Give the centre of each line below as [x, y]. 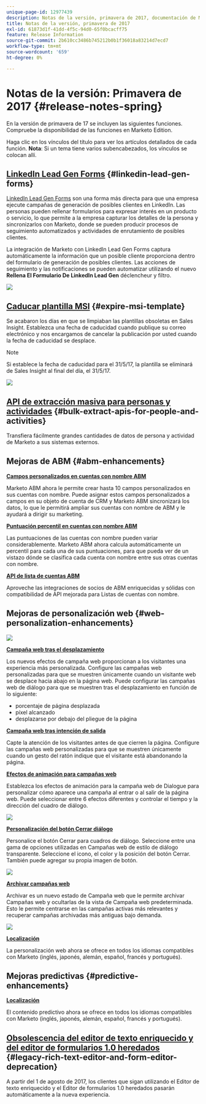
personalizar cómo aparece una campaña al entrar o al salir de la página [97, 792]
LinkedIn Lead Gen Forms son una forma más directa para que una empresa [102, 198]
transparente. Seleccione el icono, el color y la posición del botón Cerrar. [98, 854]
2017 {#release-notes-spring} [85, 106]
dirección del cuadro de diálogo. [47, 805]
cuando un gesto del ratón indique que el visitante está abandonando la [97, 756]
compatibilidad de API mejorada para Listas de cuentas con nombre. [93, 594]
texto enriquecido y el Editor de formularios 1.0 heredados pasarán [90, 1088]
